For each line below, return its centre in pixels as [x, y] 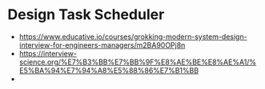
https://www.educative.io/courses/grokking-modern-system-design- [133, 37]
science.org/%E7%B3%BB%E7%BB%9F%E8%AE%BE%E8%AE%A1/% [138, 62]
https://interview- [48, 53]
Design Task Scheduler [86, 15]
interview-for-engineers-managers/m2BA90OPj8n [102, 44]
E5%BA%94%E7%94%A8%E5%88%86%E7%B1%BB [109, 70]
